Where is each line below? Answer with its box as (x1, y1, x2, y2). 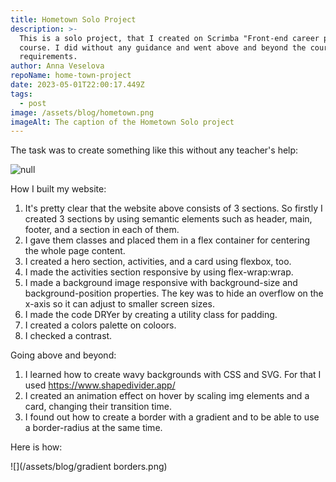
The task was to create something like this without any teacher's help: (10, 144, 299, 156)
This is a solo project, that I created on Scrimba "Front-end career (19, 33, 320, 43)
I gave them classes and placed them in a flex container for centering (24, 234, 311, 246)
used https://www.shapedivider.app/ (24, 379, 176, 391)
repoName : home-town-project (10, 71, 132, 81)
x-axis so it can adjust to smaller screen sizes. (24, 298, 215, 310)
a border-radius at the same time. (24, 422, 163, 434)
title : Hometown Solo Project (10, 14, 137, 25)
